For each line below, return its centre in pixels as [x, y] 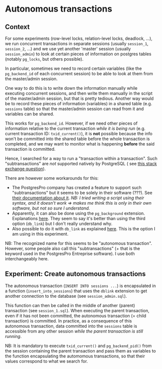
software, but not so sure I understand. [51, 208]
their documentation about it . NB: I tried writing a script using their [78, 198]
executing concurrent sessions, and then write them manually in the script [79, 93]
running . [13, 336]
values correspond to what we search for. [46, 361]
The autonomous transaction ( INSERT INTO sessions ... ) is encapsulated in [81, 286]
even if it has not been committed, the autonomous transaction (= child [76, 316]
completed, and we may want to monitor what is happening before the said [80, 144]
